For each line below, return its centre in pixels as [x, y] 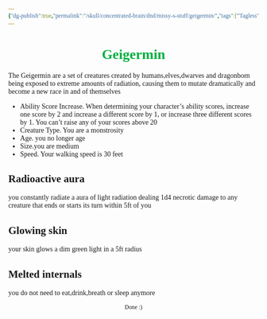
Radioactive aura [46, 179]
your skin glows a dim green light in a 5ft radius [75, 249]
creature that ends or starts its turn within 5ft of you [80, 206]
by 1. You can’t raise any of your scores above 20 [88, 122]
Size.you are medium [49, 146]
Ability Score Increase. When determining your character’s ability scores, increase [134, 106]
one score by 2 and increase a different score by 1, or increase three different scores [135, 114]
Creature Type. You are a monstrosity [72, 130]
